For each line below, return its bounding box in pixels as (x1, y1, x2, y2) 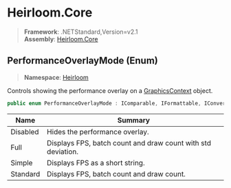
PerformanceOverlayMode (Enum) (7, 55, 158, 67)
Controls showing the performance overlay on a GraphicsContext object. (7, 86, 213, 94)
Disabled (10, 127, 39, 136)
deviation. (47, 147, 79, 156)
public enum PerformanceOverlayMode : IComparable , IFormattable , (7, 100, 201, 107)
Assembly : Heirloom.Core (23, 34, 98, 43)
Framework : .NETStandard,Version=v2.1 (23, 28, 138, 36)
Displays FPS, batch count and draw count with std (47, 138, 212, 147)
